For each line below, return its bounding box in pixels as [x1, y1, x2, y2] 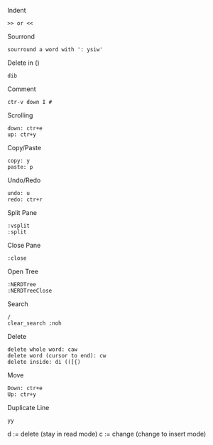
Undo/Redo [7, 176, 41, 184]
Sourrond [7, 32, 35, 41]
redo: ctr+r [7, 196, 43, 203]
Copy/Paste [7, 144, 41, 152]
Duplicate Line [7, 404, 50, 412]
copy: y [7, 157, 31, 164]
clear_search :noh [7, 320, 62, 327]
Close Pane [7, 241, 41, 249]
